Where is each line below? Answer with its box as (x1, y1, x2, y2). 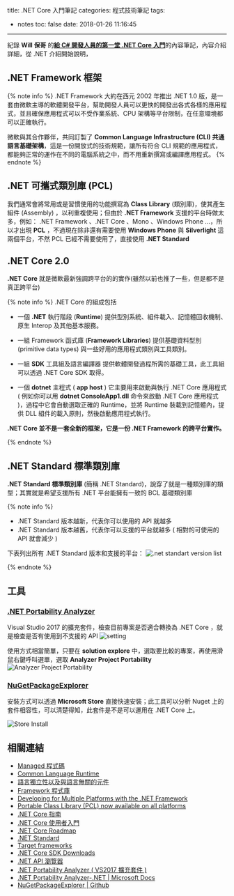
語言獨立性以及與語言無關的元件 (17, 778, 109, 786)
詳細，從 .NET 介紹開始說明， (7, 49, 92, 58)
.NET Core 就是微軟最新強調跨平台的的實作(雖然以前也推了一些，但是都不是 (7, 275, 225, 283)
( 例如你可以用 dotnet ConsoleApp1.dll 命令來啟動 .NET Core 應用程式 (17, 392, 219, 401)
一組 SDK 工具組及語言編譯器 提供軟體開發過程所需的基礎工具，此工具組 (17, 360, 225, 368)
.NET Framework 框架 (7, 72, 102, 84)
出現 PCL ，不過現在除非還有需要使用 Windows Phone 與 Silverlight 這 (19, 226, 224, 234)
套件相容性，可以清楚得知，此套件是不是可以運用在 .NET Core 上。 (7, 706, 199, 714)
